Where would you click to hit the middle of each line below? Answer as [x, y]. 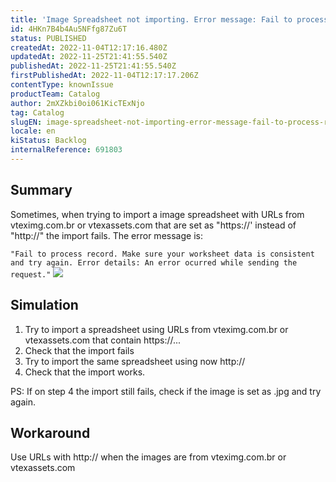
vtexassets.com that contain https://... [103, 340]
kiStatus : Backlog [48, 141]
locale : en [33, 131]
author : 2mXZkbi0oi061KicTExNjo [77, 103]
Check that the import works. [85, 372]
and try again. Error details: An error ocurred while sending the [154, 262]
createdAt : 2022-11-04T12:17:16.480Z [89, 47]
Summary [41, 190]
